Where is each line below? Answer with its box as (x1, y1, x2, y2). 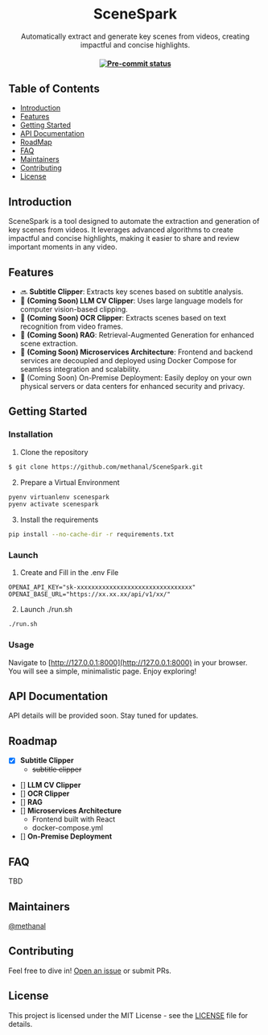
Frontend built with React (31, 814, 116, 824)
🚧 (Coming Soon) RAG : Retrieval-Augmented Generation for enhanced (19, 329, 255, 339)
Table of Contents (8, 81, 101, 95)
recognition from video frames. (19, 321, 123, 331)
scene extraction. (19, 338, 78, 348)
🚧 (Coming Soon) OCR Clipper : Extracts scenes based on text (19, 313, 227, 322)
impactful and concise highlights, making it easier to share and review (8, 234, 240, 243)
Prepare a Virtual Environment (19, 477, 120, 487)
